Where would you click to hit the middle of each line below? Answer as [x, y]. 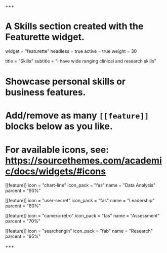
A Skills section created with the [74, 26]
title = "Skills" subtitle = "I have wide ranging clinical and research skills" [81, 61]
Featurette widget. [45, 37]
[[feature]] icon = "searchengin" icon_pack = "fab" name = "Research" [79, 231]
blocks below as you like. [59, 126]
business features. [46, 92]
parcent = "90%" [23, 191]
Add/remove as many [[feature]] [77, 116]
